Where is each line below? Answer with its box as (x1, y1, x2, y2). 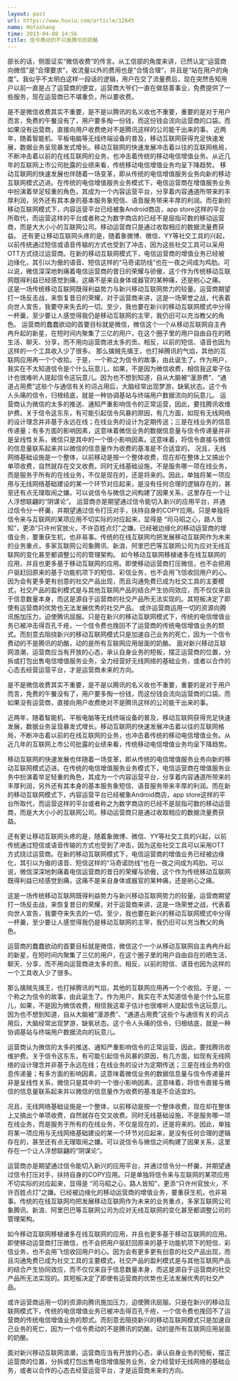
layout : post (7, 10, 46, 18)
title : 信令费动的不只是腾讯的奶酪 (7, 37, 98, 44)
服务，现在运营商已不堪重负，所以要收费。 (13, 93, 138, 101)
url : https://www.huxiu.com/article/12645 (7, 17, 135, 24)
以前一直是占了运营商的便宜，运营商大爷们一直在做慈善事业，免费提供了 (13, 84, 225, 92)
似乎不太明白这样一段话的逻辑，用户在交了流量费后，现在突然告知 (28, 75, 222, 84)
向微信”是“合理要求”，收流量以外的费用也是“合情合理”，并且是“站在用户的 (7, 66, 222, 74)
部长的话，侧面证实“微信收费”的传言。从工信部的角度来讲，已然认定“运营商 (7, 57, 227, 66)
